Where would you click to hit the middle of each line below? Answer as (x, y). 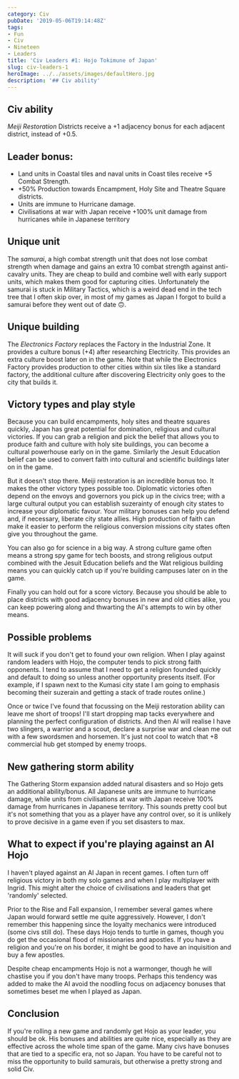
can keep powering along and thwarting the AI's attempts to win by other (115, 607)
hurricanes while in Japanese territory (74, 219)
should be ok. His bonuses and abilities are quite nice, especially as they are (119, 1038)
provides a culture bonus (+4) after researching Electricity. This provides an (119, 351)
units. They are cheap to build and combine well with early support (129, 274)
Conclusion (34, 1014)
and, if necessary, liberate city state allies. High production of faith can (111, 519)
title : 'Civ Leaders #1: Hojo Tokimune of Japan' (83, 61)
